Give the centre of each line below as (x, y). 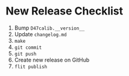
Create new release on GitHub (52, 60)
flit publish (31, 67)
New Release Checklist (64, 11)
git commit (28, 47)
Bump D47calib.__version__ (49, 28)
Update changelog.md (40, 34)
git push (25, 54)
